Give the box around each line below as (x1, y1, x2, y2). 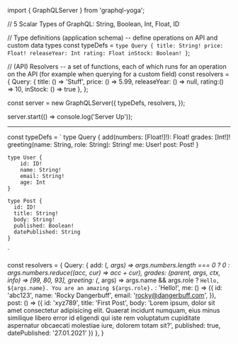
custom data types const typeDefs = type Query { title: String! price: (7, 41, 224, 49)
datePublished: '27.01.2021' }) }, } (7, 329, 104, 337)
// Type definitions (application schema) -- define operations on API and (7, 33, 218, 42)
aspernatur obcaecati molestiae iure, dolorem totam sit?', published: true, (7, 321, 221, 329)
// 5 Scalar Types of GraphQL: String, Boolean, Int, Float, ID (7, 20, 180, 28)
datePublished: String (13, 228, 81, 235)
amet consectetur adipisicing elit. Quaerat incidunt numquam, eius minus (7, 306, 220, 314)
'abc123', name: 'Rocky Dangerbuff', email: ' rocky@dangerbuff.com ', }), (7, 291, 217, 299)
